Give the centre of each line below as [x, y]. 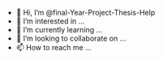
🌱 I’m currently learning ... [59, 30]
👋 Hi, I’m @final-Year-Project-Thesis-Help [86, 13]
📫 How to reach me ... [54, 47]
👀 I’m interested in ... [50, 21]
